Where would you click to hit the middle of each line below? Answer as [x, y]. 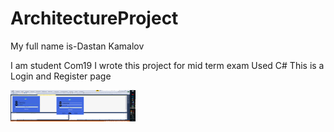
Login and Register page [61, 76]
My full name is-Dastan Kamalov [77, 46]
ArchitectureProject [94, 18]
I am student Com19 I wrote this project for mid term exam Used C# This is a [167, 65]
